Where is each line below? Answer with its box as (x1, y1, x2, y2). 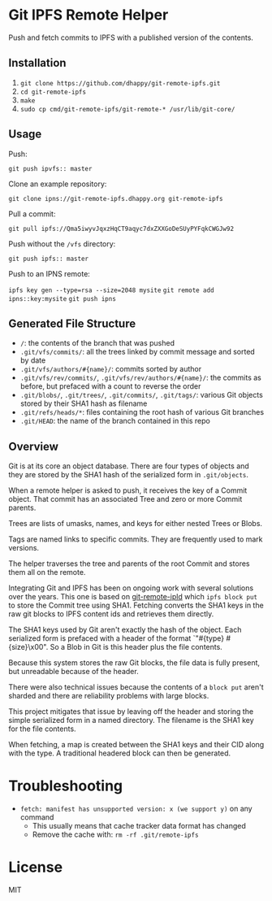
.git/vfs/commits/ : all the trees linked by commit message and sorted (19, 347, 256, 357)
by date (19, 355, 46, 365)
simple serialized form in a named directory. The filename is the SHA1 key (8, 716, 254, 725)
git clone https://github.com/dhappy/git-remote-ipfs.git (19, 79, 221, 87)
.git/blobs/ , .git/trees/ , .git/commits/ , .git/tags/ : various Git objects (19, 390, 264, 400)
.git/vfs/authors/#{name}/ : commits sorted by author (19, 364, 201, 374)
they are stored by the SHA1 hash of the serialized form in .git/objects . (8, 470, 249, 480)
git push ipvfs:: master (8, 164, 93, 172)
